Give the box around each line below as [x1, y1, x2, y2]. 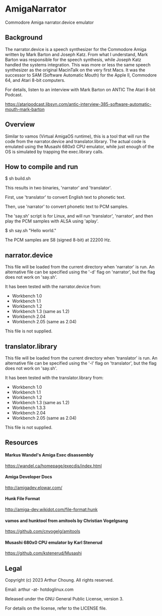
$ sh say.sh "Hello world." [5, 228, 57, 234]
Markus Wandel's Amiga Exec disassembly [5, 452, 94, 458]
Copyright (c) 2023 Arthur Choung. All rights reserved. [5, 577, 114, 583]
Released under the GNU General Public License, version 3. [5, 596, 124, 602]
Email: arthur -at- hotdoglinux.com [5, 586, 74, 592]
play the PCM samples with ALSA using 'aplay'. [5, 218, 99, 224]
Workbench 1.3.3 [12, 405, 46, 411]
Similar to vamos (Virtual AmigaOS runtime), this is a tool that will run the [5, 133, 150, 139]
